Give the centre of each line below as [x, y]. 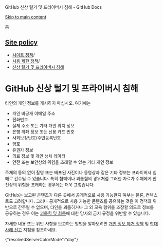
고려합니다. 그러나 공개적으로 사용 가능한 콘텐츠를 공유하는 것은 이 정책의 [83, 201]
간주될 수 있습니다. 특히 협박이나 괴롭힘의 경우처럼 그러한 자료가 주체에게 [83, 178]
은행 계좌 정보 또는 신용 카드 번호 [43, 132]
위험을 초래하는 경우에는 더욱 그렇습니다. [56, 185]
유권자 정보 [23, 150]
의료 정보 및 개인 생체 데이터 [39, 156]
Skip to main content [26, 17]
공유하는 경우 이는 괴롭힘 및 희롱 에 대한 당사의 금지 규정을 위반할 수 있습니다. [78, 213]
